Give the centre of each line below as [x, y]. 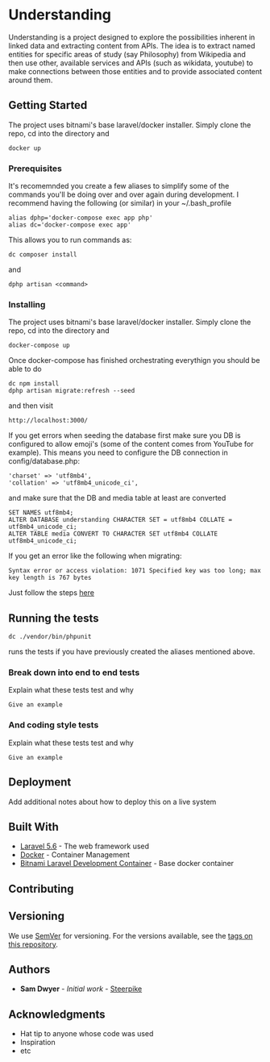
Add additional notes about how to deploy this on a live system [112, 802]
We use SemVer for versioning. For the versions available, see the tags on [131, 935]
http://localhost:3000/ [48, 421]
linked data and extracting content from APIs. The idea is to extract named [132, 45]
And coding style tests [54, 725]
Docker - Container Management [75, 855]
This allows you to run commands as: [70, 240]
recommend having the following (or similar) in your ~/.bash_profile [120, 203]
